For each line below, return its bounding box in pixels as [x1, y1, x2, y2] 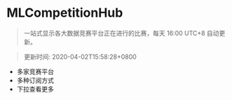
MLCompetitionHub [6, 5, 123, 21]
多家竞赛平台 [16, 67, 54, 76]
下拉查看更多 [16, 85, 54, 93]
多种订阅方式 [16, 76, 54, 85]
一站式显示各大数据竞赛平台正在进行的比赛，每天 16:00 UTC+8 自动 [23, 29, 219, 37]
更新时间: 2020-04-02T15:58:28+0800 [23, 52, 137, 61]
